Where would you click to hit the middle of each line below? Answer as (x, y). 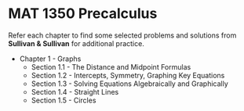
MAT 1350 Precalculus (83, 14)
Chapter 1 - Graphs (50, 59)
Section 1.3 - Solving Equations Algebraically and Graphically (130, 84)
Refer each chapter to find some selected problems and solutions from (122, 35)
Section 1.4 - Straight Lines (75, 91)
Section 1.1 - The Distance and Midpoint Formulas (111, 66)
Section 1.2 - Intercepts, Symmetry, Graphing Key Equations (128, 75)
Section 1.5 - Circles (64, 100)
